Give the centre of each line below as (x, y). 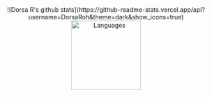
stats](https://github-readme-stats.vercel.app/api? (132, 10)
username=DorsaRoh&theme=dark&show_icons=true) (106, 17)
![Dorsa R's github (33, 10)
